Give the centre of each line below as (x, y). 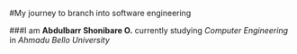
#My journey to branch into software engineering (100, 13)
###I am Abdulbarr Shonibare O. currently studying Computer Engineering (149, 30)
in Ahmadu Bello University (60, 40)
